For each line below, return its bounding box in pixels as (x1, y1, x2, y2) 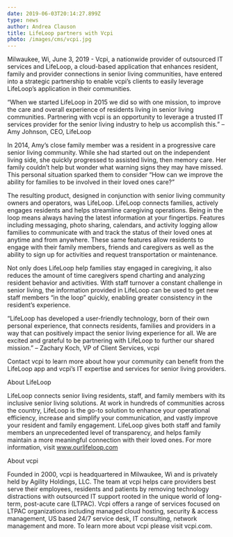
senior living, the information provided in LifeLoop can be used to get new (7, 286, 219, 295)
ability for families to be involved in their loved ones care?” (7, 178, 175, 186)
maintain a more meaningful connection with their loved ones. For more (7, 436, 212, 445)
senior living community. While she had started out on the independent (7, 149, 211, 157)
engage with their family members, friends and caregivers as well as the (7, 243, 214, 251)
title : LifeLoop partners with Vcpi (7, 29, 113, 37)
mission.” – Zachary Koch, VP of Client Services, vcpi (7, 344, 160, 352)
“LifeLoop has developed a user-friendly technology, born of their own (7, 314, 210, 323)
